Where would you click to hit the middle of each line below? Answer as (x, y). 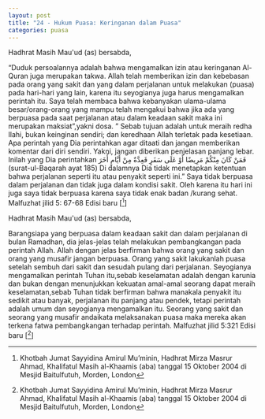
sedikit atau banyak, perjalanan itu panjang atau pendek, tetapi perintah (125, 301)
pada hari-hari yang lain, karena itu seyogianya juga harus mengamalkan (126, 93)
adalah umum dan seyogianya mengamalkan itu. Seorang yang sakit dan (126, 309)
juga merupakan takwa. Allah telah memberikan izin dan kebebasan (140, 76)
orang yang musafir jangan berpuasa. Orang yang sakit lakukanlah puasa (127, 259)
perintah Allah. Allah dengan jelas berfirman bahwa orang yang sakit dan (126, 250)
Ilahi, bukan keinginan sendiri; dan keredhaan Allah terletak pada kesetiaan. (131, 135)
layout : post (30, 15)
